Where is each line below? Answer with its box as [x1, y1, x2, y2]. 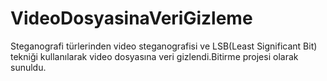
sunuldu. [10, 61, 47, 73]
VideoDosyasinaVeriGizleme [10, 7, 253, 30]
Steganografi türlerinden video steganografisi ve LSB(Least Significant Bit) [10, 40, 318, 52]
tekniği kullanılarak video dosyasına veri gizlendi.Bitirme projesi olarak [10, 50, 299, 62]
